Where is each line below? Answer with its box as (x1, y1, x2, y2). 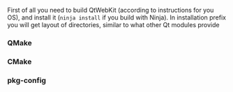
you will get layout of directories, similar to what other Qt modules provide (7, 21, 220, 29)
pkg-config (7, 75, 47, 85)
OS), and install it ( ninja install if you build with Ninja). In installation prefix (7, 13, 227, 22)
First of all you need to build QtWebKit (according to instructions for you (7, 6, 214, 14)
